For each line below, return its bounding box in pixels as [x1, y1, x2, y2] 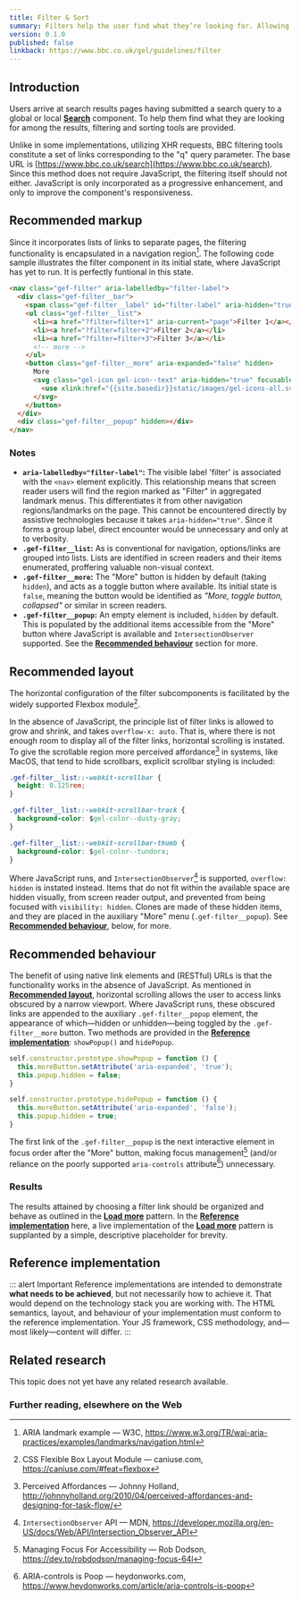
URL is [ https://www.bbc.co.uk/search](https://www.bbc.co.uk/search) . [9, 158, 273, 169]
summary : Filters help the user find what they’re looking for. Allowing [9, 21, 290, 30]
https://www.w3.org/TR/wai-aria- [145, 1427, 268, 1438]
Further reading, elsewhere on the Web [9, 1399, 183, 1411]
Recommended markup [9, 213, 143, 228]
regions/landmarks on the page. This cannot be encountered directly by [21, 505, 287, 515]
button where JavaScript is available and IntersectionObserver [21, 628, 254, 640]
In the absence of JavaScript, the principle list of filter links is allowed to [9, 716, 274, 727]
